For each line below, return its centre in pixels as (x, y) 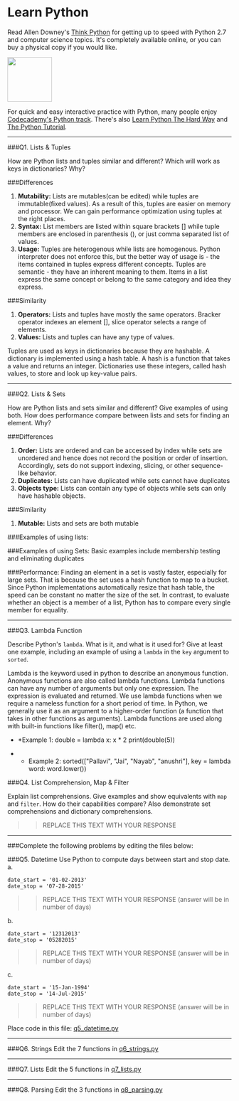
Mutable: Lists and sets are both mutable (78, 523)
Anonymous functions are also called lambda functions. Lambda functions (116, 681)
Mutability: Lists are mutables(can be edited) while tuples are (108, 196)
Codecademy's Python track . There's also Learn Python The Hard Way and (118, 119)
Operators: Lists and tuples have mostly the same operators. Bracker (119, 314)
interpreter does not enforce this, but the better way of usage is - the (119, 256)
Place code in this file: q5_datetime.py (63, 1028)
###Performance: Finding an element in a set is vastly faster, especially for (117, 572)
